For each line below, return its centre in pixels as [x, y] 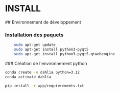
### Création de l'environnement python [46, 63]
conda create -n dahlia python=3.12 [42, 72]
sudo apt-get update [35, 45]
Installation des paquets [34, 35]
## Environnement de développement [43, 22]
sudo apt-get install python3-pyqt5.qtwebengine [64, 54]
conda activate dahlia [28, 77]
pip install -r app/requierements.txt [45, 86]
